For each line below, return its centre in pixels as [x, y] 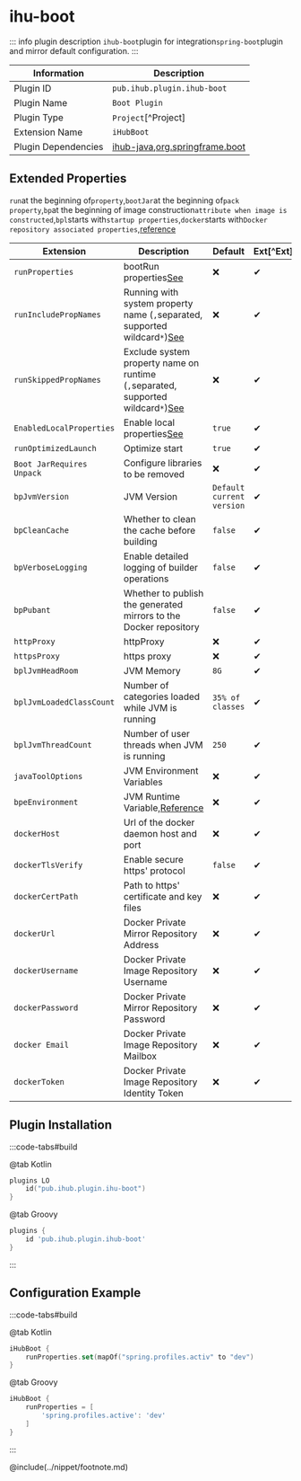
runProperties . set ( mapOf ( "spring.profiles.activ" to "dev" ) [140, 1357]
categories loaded [162, 696]
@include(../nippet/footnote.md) [69, 1467]
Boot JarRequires [51, 464]
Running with [151, 292]
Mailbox [141, 1056]
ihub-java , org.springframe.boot [179, 146]
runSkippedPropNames [57, 380]
